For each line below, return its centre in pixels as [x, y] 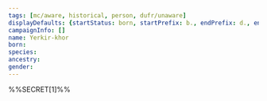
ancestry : [25, 60]
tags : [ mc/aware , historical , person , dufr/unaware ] [97, 15]
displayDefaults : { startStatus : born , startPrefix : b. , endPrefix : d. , [129, 23]
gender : [21, 67]
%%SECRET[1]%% [39, 89]
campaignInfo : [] [37, 30]
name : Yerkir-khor [39, 37]
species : [23, 52]
